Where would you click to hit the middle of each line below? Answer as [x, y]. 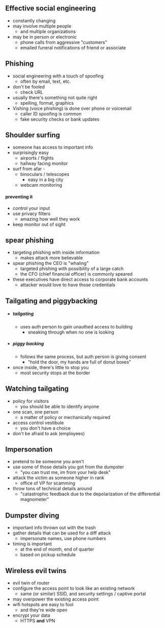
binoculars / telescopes [45, 174]
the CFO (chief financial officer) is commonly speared [76, 274]
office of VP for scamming [47, 483]
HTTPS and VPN [38, 621]
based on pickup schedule [48, 555]
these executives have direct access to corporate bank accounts [80, 280]
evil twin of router [31, 583]
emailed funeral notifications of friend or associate [73, 47]
